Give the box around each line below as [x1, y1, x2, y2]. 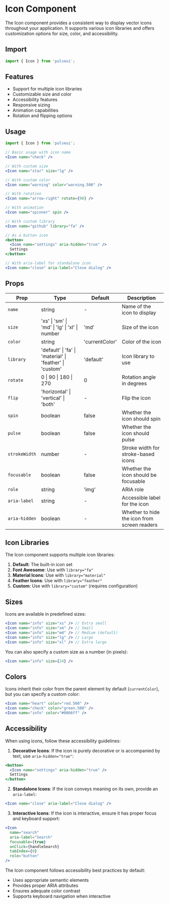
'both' [41, 400, 55, 408]
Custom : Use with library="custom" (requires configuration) [12, 583, 138, 589]
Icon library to [121, 353, 155, 360]
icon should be [121, 471, 157, 478]
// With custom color [5, 177, 51, 182]
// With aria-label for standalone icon [5, 261, 92, 266]
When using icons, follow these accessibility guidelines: [5, 738, 121, 744]
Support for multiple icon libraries [12, 86, 82, 92]
